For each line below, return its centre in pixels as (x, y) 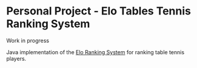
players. (16, 58)
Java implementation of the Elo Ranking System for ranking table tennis (95, 52)
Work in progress (28, 40)
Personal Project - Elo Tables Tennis (98, 11)
